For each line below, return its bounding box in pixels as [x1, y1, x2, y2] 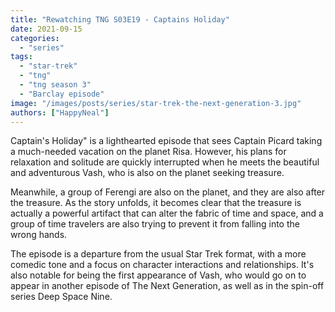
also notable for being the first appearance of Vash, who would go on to [10, 269, 307, 281]
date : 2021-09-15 [10, 24, 83, 34]
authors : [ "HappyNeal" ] [10, 107, 110, 118]
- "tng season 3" [19, 80, 92, 90]
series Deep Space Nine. [10, 291, 113, 303]
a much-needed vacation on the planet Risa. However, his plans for [10, 146, 287, 158]
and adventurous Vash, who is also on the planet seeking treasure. [10, 167, 285, 179]
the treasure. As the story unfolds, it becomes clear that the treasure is [10, 197, 302, 209]
